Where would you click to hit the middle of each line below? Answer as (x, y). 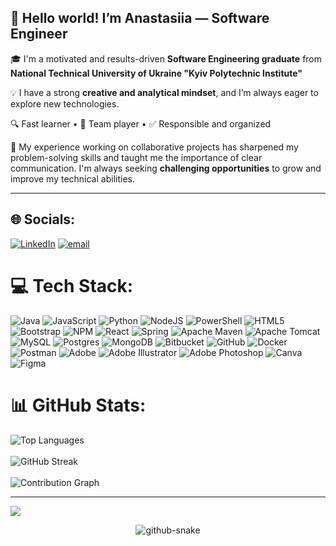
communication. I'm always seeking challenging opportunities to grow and (166, 168)
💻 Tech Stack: (72, 285)
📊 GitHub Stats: (78, 405)
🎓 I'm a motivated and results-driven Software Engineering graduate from (166, 58)
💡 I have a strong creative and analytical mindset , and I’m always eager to (164, 92)
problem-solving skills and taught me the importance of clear (136, 157)
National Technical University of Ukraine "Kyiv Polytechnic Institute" (156, 73)
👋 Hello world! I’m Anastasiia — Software (140, 18)
